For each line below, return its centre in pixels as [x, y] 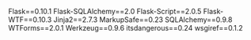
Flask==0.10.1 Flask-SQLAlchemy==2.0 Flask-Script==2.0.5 [105, 11]
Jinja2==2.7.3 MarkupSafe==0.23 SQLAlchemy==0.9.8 [143, 20]
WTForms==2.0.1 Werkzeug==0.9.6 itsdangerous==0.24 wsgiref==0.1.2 [125, 28]
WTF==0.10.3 [30, 20]
